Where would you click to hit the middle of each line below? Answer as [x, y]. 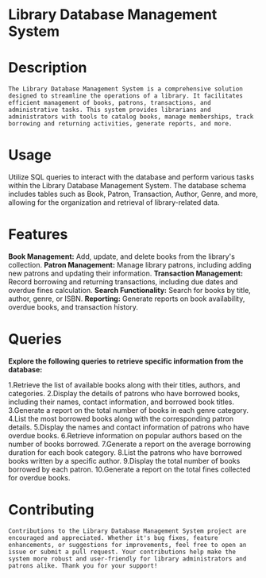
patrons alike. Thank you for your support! [83, 565]
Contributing [51, 510]
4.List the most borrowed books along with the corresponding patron [121, 418]
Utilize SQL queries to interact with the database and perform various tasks [131, 177]
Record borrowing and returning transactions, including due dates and [123, 282]
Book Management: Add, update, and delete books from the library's [122, 256]
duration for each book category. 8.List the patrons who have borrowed [125, 452]
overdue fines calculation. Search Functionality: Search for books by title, [130, 290]
